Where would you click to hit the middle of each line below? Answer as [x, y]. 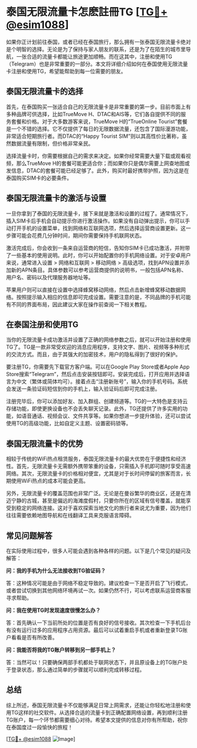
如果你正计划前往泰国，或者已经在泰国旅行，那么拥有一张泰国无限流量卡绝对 [98, 42]
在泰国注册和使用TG [43, 324]
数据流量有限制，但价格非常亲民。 [52, 143]
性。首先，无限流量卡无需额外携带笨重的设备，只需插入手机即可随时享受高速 [98, 466]
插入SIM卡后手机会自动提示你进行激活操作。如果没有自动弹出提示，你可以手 [98, 221]
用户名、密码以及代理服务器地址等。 [50, 277]
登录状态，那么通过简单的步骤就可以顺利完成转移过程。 [78, 670]
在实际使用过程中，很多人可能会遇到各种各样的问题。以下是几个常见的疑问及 [98, 551]
